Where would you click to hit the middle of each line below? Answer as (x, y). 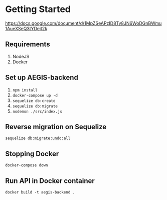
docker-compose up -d (35, 95)
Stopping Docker (32, 154)
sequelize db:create (34, 101)
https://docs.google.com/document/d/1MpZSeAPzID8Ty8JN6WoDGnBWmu (83, 23)
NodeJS (21, 56)
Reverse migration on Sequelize (56, 127)
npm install (25, 90)
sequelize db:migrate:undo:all (38, 138)
